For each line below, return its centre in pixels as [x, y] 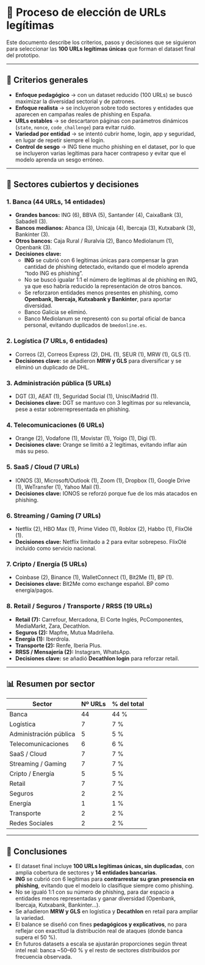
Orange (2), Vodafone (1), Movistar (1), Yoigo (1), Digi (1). [86, 438]
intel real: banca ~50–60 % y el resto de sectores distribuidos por [98, 950]
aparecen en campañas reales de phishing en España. [83, 114]
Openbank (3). [33, 247]
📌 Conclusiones [37, 851]
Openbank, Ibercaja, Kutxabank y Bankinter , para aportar [98, 299]
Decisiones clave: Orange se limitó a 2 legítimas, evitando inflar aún [101, 445]
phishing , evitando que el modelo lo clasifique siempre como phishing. [104, 886]
